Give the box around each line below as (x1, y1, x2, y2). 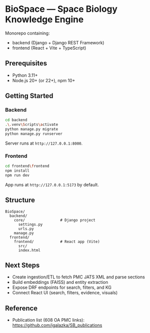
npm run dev (5, 173, 30, 178)
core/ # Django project (14, 217, 96, 222)
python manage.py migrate (5, 127, 58, 132)
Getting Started (5, 92, 54, 100)
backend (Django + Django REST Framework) (12, 39, 105, 45)
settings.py (18, 222, 43, 227)
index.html (18, 247, 41, 253)
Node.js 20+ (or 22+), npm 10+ (12, 77, 75, 83)
